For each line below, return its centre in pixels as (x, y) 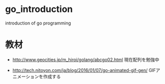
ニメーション (25, 76)
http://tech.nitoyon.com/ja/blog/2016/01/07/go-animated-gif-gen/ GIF (84, 70)
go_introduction (39, 9)
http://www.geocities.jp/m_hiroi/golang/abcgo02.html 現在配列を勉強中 (86, 59)
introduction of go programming (38, 23)
